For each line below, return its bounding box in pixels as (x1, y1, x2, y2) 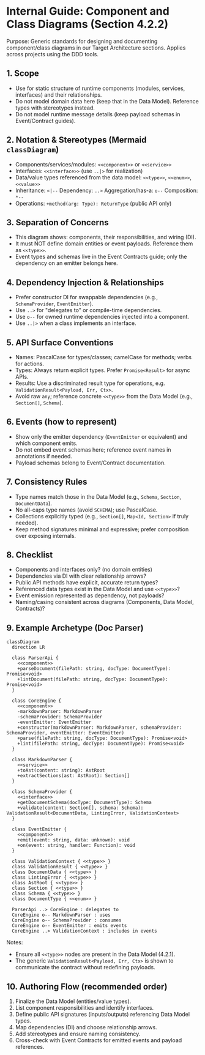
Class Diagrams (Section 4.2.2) (6, 17, 169, 31)
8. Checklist (6, 550, 53, 561)
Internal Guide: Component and (6, 4, 170, 18)
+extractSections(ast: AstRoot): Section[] (17, 773, 130, 779)
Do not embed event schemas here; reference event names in (15, 445, 171, 453)
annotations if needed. (15, 452, 72, 460)
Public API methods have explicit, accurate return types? (15, 579, 158, 586)
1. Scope (6, 69, 40, 79)
